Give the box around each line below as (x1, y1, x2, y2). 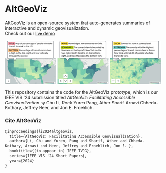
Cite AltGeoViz (5, 117, 41, 124)
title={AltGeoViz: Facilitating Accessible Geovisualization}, (9, 134, 142, 139)
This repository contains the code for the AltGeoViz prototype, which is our (5, 89, 158, 95)
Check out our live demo (5, 30, 55, 36)
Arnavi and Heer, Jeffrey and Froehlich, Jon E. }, (25, 144, 134, 149)
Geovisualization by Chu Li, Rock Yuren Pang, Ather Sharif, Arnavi (5, 100, 139, 105)
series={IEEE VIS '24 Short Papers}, (9, 154, 87, 159)
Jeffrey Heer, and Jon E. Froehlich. (23, 104, 94, 110)
